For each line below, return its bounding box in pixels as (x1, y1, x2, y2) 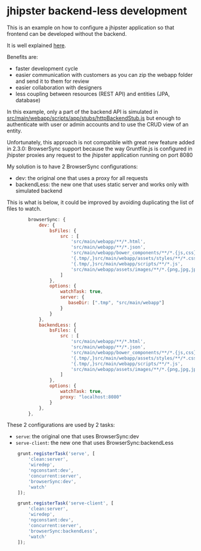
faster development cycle (15, 64, 78, 72)
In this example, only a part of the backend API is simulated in (7, 108, 159, 115)
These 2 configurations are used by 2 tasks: (7, 422, 115, 429)
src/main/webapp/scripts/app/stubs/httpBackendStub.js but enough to (7, 114, 181, 122)
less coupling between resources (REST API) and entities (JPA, (15, 90, 170, 97)
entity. (7, 127, 23, 134)
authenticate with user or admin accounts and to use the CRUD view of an (7, 120, 189, 128)
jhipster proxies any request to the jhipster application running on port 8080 (7, 151, 193, 159)
